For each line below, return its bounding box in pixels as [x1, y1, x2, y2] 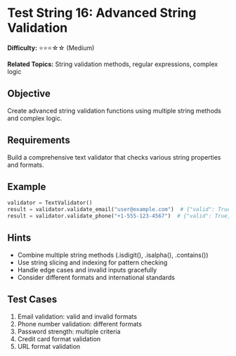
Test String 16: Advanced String [7, 5, 197, 21]
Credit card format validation [17, 334, 101, 343]
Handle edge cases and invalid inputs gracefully [17, 265, 157, 274]
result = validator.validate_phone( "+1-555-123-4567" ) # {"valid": [7, 212, 212, 220]
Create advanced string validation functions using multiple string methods [7, 106, 222, 115]
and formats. [7, 160, 44, 169]
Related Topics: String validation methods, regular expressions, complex [7, 60, 218, 68]
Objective [7, 88, 51, 100]
